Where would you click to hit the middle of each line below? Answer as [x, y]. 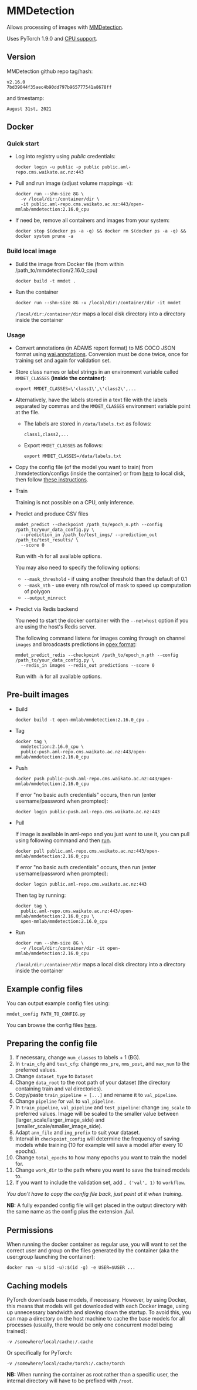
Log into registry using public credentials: [65, 157]
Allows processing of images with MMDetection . [65, 27]
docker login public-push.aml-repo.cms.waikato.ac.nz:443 [87, 812]
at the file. [27, 413]
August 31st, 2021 [29, 109]
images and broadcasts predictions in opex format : [76, 644]
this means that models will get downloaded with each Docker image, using [98, 1306]
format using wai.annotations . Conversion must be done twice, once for [102, 354]
